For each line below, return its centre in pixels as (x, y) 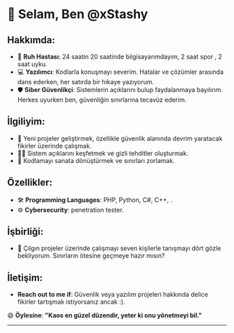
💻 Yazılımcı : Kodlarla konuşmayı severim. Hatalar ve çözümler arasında (120, 72)
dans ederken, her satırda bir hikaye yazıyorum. (86, 82)
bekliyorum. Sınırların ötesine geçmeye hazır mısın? (91, 256)
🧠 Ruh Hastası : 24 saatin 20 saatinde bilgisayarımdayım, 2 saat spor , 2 (120, 56)
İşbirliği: (25, 232)
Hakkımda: (31, 40)
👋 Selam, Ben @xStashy (78, 14)
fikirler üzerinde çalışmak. (54, 146)
